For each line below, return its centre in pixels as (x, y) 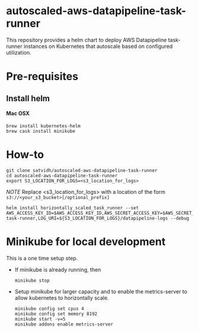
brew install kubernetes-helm (44, 126)
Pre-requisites (42, 77)
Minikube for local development (86, 242)
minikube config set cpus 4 (49, 309)
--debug (180, 218)
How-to (25, 154)
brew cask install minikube (41, 131)
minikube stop (32, 280)
